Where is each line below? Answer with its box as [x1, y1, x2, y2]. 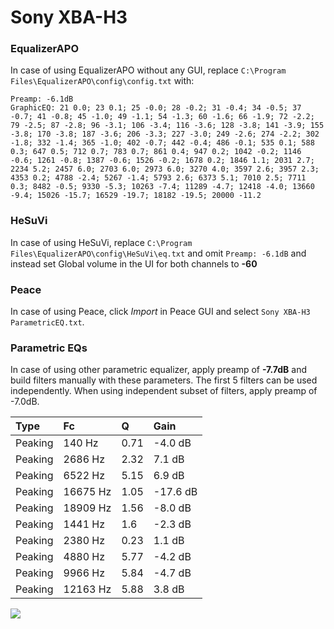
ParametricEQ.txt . [10, 316, 85, 328]
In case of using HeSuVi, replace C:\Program [10, 236, 193, 248]
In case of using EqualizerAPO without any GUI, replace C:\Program [10, 64, 287, 76]
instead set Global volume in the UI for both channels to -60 [10, 257, 258, 270]
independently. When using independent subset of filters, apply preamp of [10, 385, 318, 397]
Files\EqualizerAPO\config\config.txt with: [10, 75, 195, 87]
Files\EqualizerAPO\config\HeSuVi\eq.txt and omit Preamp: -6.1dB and [10, 247, 307, 259]
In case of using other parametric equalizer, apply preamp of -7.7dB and [10, 364, 307, 376]
